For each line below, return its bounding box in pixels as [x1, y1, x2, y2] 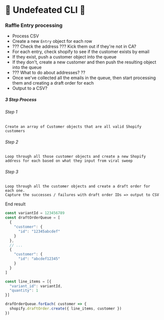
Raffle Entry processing [5, 22, 63, 29]
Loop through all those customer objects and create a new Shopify [5, 154, 146, 159]
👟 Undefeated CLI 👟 [5, 4, 86, 16]
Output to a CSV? [12, 86, 48, 91]
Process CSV [12, 33, 39, 39]
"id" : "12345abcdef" [18, 229, 60, 234]
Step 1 [5, 109, 18, 115]
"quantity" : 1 [9, 288, 38, 293]
